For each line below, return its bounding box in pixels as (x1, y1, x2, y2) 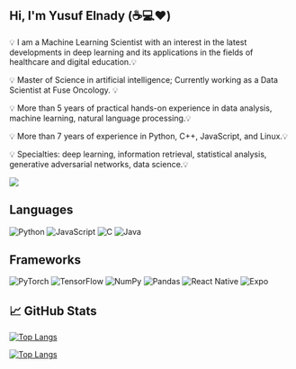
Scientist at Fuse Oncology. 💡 (9, 85, 119, 95)
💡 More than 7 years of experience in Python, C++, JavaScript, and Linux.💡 (9, 130, 289, 141)
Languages (9, 202, 74, 218)
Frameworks (9, 252, 82, 268)
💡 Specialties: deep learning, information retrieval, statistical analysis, (9, 148, 267, 159)
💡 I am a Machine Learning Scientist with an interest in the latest (9, 36, 247, 48)
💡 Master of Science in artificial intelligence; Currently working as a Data (9, 74, 279, 85)
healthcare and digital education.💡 (9, 56, 137, 67)
